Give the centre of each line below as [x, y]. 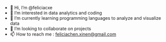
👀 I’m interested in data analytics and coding [56, 13]
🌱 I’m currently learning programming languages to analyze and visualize [86, 18]
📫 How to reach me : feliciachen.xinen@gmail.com [63, 34]
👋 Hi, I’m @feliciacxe [31, 8]
